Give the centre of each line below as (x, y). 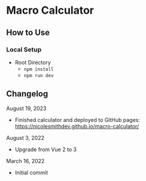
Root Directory (33, 62)
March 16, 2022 (25, 161)
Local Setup (24, 50)
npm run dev (39, 75)
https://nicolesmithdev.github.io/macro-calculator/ (77, 126)
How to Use (28, 33)
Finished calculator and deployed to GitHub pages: (77, 119)
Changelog (27, 94)
